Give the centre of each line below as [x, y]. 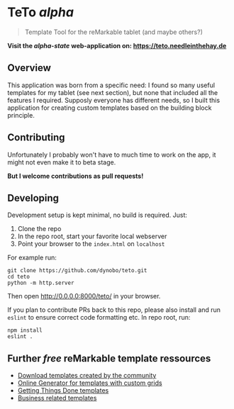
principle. [21, 115]
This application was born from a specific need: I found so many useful [111, 85]
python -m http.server [41, 283]
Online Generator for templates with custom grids [90, 383]
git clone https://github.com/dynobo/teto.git [77, 271]
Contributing [36, 138]
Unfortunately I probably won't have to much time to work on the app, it [112, 155]
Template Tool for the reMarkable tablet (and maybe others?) [114, 32]
